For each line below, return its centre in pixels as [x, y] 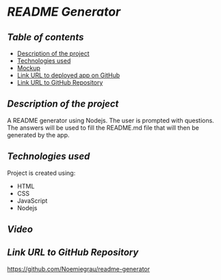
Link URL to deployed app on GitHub [68, 75]
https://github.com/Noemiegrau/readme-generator [79, 269]
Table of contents [45, 37]
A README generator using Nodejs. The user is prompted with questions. [110, 120]
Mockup [29, 68]
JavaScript [32, 200]
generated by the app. [38, 135]
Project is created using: [41, 173]
